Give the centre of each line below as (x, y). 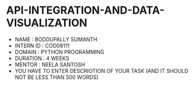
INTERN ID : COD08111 (42, 46)
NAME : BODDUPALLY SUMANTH (56, 39)
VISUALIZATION (47, 23)
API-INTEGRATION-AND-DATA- (85, 10)
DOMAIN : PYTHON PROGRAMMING (60, 52)
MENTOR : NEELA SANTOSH (50, 64)
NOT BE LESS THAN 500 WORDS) (57, 77)
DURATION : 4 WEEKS (42, 58)
